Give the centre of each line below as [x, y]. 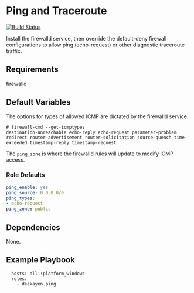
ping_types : [21, 198]
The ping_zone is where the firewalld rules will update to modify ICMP [90, 154]
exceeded [17, 142]
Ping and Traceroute [57, 11]
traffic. [14, 51]
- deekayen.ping [37, 284]
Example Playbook [40, 260]
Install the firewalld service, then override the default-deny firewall [86, 38]
